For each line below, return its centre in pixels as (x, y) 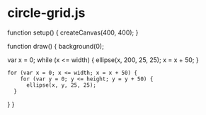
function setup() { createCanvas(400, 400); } (73, 32)
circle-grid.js (46, 13)
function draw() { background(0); (56, 46)
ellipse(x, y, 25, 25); (61, 85)
